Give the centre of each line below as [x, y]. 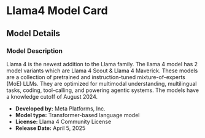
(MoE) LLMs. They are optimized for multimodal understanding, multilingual [102, 83]
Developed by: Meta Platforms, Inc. [60, 109]
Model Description [35, 51]
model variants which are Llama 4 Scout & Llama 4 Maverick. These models [102, 71]
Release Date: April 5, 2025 [50, 128]
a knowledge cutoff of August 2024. [52, 96]
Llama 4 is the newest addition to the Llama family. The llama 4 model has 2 [102, 64]
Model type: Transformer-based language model [77, 115]
